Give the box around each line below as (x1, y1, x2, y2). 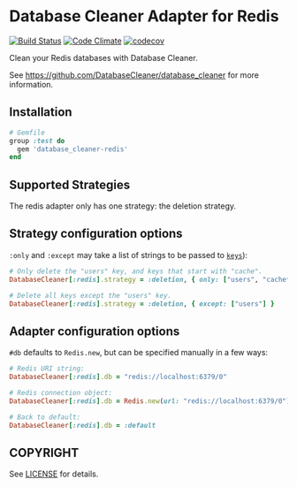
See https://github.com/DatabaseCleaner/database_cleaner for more (9, 69, 259, 80)
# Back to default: (9, 413, 81, 422)
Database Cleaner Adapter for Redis (9, 6, 279, 27)
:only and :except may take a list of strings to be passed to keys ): (9, 249, 248, 260)
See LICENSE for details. (9, 468, 99, 479)
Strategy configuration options (9, 226, 183, 241)
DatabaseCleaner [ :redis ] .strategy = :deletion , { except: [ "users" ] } (9, 299, 275, 308)
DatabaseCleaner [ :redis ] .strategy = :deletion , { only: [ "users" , (9, 275, 259, 284)
